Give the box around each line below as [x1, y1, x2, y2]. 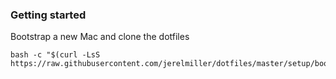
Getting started [10, 8, 87, 22]
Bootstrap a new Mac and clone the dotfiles [10, 31, 190, 43]
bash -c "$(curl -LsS [10, 50, 101, 60]
